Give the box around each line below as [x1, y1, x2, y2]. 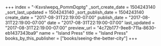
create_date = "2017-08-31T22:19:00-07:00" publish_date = [5, 15, 128, 20]
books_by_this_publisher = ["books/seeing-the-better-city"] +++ [5, 35, 138, 41]
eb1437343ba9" [5, 30, 38, 36]
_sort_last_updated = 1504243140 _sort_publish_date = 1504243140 [5, 9, 144, 15]
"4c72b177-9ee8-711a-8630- [96, 25, 157, 31]
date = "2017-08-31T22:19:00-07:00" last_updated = [47, 20, 155, 25]
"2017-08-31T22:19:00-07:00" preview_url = [5, 25, 96, 31]
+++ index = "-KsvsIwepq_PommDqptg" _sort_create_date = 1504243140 [5, 4, 156, 10]
